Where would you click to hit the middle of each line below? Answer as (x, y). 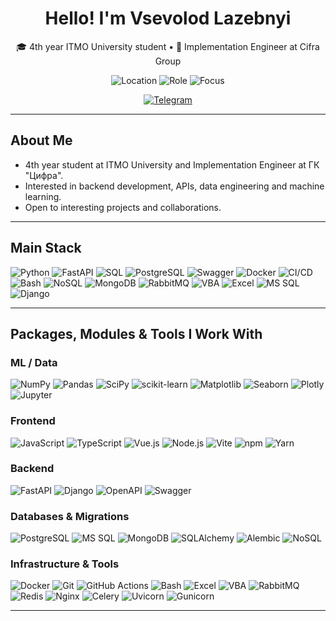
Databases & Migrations (70, 516)
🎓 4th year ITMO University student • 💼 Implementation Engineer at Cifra (168, 46)
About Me (41, 140)
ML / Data (34, 362)
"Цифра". (44, 175)
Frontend (33, 421)
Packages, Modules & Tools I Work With (136, 333)
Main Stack (46, 248)
